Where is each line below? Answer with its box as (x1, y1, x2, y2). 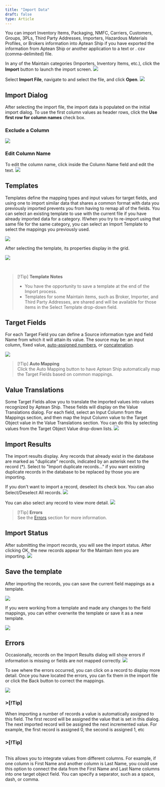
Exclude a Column (5, 127, 49, 134)
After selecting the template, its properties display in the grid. (5, 245, 130, 251)
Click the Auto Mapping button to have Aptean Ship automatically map (17, 366, 161, 372)
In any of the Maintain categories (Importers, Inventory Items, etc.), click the (5, 60, 160, 67)
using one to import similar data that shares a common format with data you (5, 200, 160, 206)
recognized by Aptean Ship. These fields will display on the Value (5, 404, 138, 410)
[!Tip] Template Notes (17, 273, 63, 279)
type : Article (5, 16, 35, 21)
